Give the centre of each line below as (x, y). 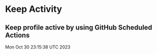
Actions (17, 35)
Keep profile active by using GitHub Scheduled (79, 27)
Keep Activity (34, 9)
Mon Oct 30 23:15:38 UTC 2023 (38, 47)
